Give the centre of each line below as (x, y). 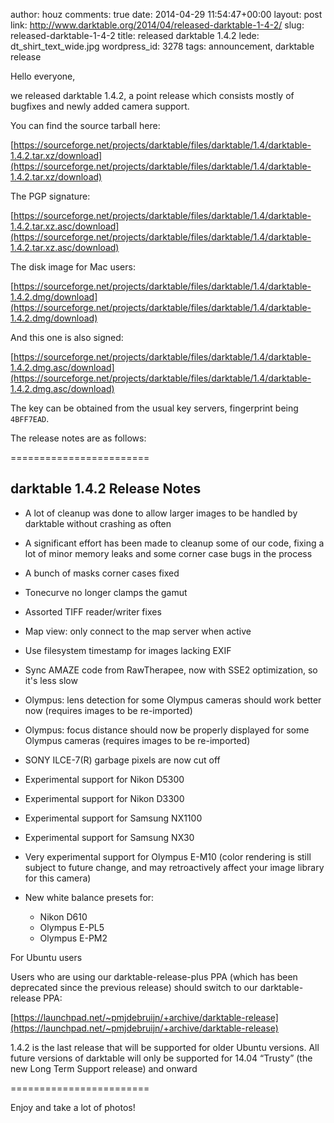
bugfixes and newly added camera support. (100, 106)
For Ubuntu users (46, 957)
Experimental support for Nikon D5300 (104, 779)
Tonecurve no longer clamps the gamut (106, 592)
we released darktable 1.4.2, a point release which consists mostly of (152, 95)
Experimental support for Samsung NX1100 (113, 818)
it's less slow (51, 680)
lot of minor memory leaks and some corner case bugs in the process (168, 553)
